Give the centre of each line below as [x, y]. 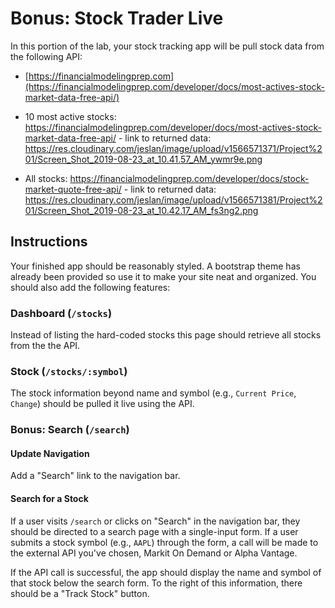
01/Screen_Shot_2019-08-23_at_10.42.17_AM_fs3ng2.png [141, 210]
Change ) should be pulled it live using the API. [102, 404]
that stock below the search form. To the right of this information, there [156, 583]
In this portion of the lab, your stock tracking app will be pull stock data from [167, 46]
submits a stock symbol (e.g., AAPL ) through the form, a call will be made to [164, 542]
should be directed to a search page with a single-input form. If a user [154, 531]
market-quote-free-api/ [73, 189]
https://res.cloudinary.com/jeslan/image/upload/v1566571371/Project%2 [173, 148]
